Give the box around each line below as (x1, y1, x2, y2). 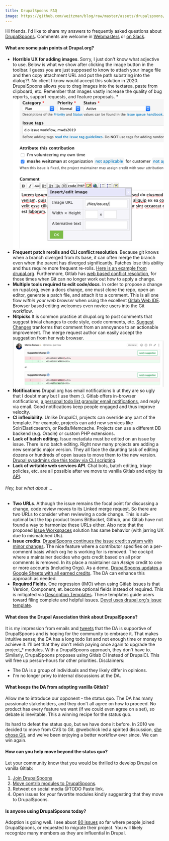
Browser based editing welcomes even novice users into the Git (12, 303, 145, 309)
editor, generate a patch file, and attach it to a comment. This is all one (12, 292, 159, 298)
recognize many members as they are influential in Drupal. (5, 830, 126, 836)
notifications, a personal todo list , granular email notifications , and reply (12, 399, 160, 405)
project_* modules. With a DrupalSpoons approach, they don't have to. (5, 646, 151, 653)
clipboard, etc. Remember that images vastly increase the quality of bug (12, 88, 162, 94)
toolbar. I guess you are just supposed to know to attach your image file (12, 67, 161, 73)
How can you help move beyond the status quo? (5, 749, 108, 755)
